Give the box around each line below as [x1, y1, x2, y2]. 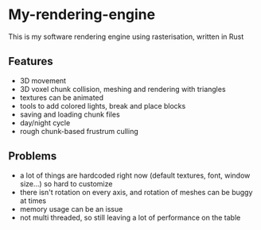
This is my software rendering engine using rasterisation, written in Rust [8, 32, 244, 41]
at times [19, 196, 46, 205]
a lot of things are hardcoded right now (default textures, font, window [19, 171, 251, 180]
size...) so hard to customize [19, 178, 113, 188]
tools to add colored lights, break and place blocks [19, 101, 186, 110]
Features [8, 55, 53, 68]
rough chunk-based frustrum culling [19, 126, 139, 136]
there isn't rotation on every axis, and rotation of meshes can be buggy [19, 187, 253, 197]
